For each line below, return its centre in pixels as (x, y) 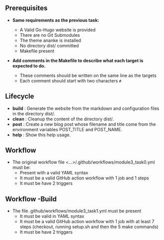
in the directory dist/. (34, 113)
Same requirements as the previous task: (56, 20)
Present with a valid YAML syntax (54, 173)
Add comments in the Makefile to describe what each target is (78, 60)
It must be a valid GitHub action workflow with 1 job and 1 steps (84, 178)
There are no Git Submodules (50, 35)
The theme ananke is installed (50, 40)
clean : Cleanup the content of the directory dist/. (63, 119)
